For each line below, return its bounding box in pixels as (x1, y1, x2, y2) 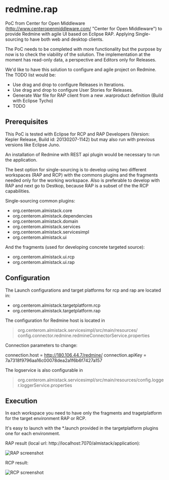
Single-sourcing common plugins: (5, 197, 75, 203)
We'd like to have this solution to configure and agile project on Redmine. (5, 66, 157, 73)
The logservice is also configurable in (5, 367, 83, 373)
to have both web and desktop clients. (24, 36, 104, 42)
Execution (5, 396, 38, 405)
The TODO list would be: (5, 72, 56, 78)
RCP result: (5, 460, 29, 466)
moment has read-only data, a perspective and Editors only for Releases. (5, 56, 157, 62)
